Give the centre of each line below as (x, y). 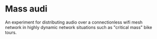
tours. (11, 32)
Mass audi (26, 9)
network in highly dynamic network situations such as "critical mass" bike (79, 27)
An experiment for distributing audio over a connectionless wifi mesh (74, 22)
